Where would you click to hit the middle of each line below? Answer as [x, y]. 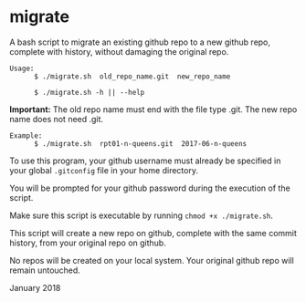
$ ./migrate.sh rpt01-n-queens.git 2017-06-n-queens [140, 143]
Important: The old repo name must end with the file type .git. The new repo [153, 109]
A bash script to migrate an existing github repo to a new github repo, [140, 42]
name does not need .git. [56, 119]
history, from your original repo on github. [88, 243]
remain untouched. [45, 270]
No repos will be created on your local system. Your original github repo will [152, 260]
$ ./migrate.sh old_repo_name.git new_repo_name [132, 76]
